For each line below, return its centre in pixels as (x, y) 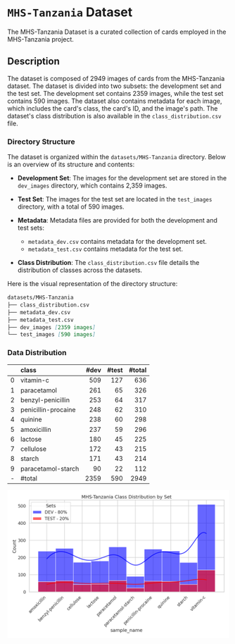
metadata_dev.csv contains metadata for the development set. (118, 242)
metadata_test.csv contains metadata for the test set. (106, 249)
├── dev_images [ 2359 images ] (52, 327)
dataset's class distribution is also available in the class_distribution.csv (114, 116)
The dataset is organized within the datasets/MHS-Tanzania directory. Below (117, 157)
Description (33, 62)
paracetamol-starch (50, 469)
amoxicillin (36, 429)
